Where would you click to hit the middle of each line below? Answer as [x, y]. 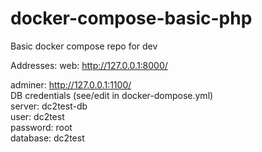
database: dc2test [47, 138]
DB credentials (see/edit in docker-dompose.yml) [112, 95]
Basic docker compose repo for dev [84, 46]
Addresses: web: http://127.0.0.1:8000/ [89, 65]
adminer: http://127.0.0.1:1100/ [71, 84]
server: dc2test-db [49, 106]
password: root [41, 127]
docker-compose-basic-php [131, 18]
